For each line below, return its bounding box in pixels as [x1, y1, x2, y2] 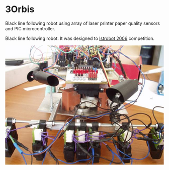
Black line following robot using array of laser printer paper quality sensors [5, 20, 160, 26]
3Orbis [5, 4, 35, 15]
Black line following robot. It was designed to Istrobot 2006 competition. [5, 35, 155, 41]
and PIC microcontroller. [5, 25, 55, 31]
